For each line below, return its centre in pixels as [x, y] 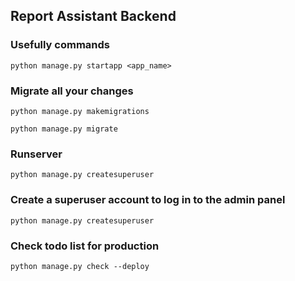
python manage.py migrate [64, 129]
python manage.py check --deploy [80, 266]
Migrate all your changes [72, 91]
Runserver [36, 154]
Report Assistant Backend [93, 16]
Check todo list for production [85, 246]
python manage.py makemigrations [80, 111]
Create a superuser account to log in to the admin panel [148, 200]
